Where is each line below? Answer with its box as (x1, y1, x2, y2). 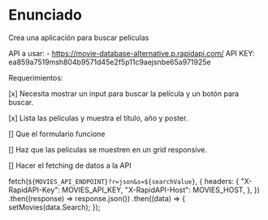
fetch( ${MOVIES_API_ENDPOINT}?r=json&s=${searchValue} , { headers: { (8, 176, 240, 186)
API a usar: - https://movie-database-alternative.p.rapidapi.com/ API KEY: (8, 48, 255, 58)
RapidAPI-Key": (8, 185, 61, 195)
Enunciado (8, 6, 83, 24)
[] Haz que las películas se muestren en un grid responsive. (8, 144, 207, 154)
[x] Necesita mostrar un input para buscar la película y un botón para (8, 88, 240, 99)
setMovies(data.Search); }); (8, 202, 101, 212)
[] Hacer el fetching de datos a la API (8, 161, 132, 170)
